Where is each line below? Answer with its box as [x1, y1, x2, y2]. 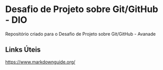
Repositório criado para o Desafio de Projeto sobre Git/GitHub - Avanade [5, 31, 156, 37]
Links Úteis [5, 45, 41, 54]
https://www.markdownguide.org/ [5, 59, 75, 65]
